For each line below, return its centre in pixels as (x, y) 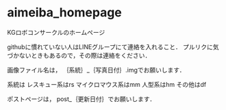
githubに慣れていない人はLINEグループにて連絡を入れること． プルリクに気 (113, 46)
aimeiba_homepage (64, 13)
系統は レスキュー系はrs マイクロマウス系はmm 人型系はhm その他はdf (107, 84)
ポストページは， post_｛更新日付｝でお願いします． (81, 99)
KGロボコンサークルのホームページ (56, 32)
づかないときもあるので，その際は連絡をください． (79, 55)
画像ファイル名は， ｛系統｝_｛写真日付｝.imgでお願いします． (97, 70)
